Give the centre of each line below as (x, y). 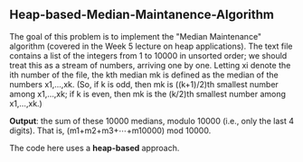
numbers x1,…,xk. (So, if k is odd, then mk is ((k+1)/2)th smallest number (144, 84)
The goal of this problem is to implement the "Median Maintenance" (136, 36)
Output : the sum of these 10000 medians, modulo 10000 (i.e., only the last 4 (151, 121)
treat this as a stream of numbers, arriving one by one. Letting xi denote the (150, 65)
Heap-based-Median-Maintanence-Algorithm (142, 15)
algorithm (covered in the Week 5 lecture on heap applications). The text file (151, 46)
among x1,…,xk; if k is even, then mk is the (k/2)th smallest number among (148, 94)
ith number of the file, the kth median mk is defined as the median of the (144, 75)
